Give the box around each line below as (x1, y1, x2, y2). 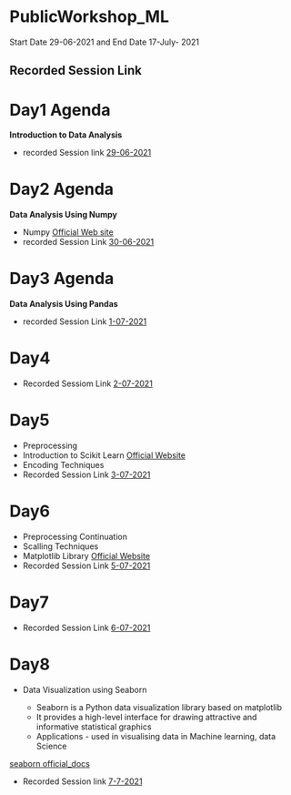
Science (35, 740, 67, 751)
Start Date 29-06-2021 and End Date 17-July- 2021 (9, 36, 200, 47)
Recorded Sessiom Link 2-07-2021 (22, 378, 153, 389)
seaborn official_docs (9, 758, 91, 769)
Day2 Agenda (9, 179, 115, 199)
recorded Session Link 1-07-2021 (22, 316, 147, 327)
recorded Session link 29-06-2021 (22, 148, 152, 158)
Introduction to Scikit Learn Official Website (22, 450, 186, 461)
